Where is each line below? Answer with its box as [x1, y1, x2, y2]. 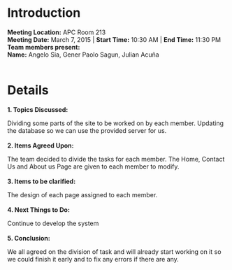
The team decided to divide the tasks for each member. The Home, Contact [7, 155, 225, 163]
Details [7, 83, 49, 99]
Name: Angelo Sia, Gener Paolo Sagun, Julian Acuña [7, 50, 159, 59]
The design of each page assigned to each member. [7, 190, 158, 199]
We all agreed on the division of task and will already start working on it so [7, 247, 222, 256]
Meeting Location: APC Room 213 [7, 28, 106, 36]
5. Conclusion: [7, 234, 50, 242]
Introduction [7, 5, 81, 21]
